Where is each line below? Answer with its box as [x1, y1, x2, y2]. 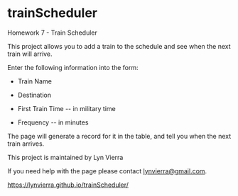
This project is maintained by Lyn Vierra [7, 153, 124, 161]
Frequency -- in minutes [17, 118, 89, 127]
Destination [17, 91, 52, 99]
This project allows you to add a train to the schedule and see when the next [7, 42, 231, 50]
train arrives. [7, 139, 45, 148]
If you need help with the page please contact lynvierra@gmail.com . [7, 166, 207, 175]
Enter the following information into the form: [7, 63, 139, 71]
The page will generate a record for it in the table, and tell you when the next [7, 132, 232, 140]
